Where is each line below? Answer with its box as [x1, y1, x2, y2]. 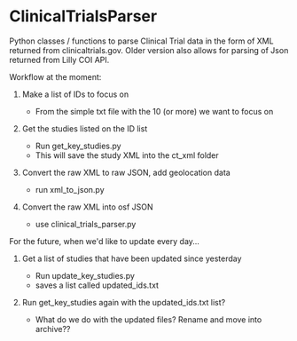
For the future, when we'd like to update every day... [9, 235, 199, 246]
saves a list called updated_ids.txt [35, 280, 160, 290]
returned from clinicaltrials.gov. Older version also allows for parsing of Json [9, 44, 289, 55]
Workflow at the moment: [9, 71, 102, 82]
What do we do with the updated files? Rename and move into [35, 313, 262, 325]
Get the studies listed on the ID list [21, 123, 148, 134]
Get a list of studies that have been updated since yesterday [21, 253, 242, 264]
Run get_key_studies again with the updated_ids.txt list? [21, 297, 226, 307]
